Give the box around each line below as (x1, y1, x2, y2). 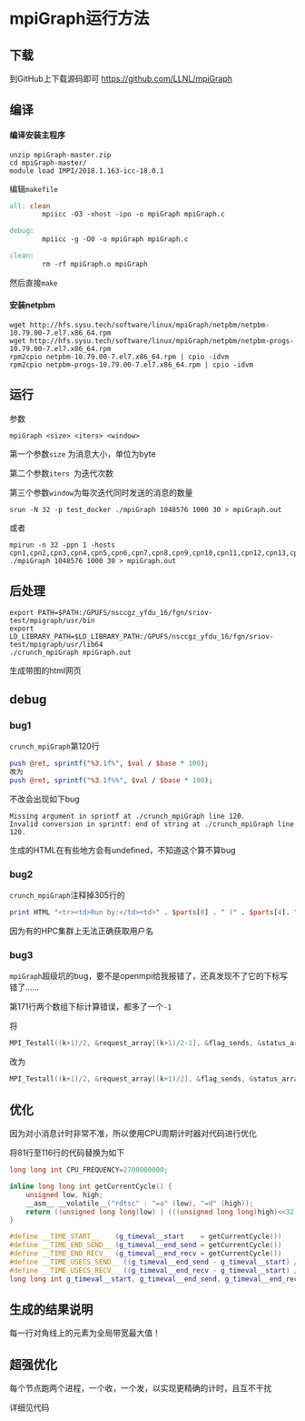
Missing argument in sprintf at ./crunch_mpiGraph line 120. (9, 811, 246, 821)
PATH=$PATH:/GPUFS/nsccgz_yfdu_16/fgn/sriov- (37, 608, 213, 617)
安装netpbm (9, 299, 56, 310)
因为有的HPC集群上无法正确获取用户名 (9, 925, 154, 937)
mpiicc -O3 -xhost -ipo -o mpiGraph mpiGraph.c (42, 210, 225, 219)
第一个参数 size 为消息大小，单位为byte (9, 448, 156, 459)
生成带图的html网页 (9, 665, 82, 676)
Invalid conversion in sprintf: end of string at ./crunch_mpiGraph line (9, 820, 295, 829)
